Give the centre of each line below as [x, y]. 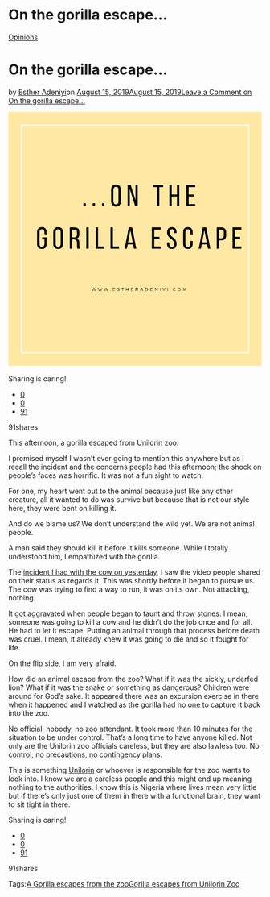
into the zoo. [29, 713]
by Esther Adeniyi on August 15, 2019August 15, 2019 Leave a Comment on [130, 92]
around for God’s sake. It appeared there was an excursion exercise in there [134, 696]
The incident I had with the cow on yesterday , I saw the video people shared [135, 572]
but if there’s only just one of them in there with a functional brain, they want [135, 795]
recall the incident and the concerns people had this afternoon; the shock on [135, 467]
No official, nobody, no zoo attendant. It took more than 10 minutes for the [131, 729]
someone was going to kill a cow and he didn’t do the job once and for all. [131, 621]
